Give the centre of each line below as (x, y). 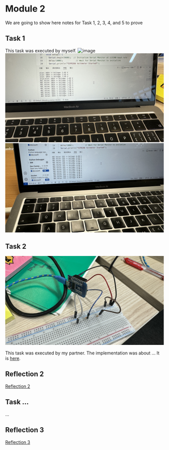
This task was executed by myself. (41, 50)
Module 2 (25, 9)
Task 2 (16, 247)
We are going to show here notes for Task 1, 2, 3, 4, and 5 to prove (74, 23)
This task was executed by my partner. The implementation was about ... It (82, 353)
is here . (13, 358)
